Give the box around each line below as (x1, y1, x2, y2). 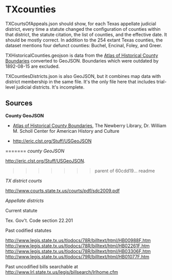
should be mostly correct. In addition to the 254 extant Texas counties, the (5, 37, 163, 43)
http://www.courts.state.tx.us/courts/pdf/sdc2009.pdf (5, 187, 120, 193)
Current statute (5, 207, 37, 213)
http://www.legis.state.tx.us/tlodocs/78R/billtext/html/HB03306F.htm (5, 248, 151, 254)
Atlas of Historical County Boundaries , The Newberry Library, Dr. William (12, 122, 167, 129)
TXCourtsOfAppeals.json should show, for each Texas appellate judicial (5, 21, 157, 27)
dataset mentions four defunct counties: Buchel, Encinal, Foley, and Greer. (5, 42, 163, 48)
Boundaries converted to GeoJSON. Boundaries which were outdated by (5, 57, 159, 64)
